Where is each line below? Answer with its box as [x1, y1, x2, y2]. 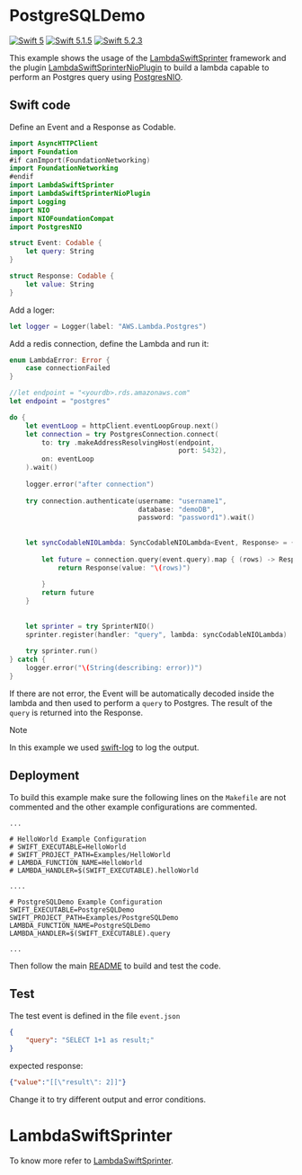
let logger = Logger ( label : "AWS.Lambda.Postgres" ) [9, 322, 207, 331]
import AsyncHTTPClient [9, 138, 99, 148]
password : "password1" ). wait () [138, 513, 255, 522]
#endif [9, 172, 34, 181]
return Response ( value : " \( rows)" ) [57, 563, 191, 572]
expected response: [9, 1061, 84, 1072]
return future [41, 588, 94, 597]
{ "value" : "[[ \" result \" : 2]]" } [9, 1078, 127, 1087]
